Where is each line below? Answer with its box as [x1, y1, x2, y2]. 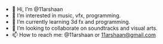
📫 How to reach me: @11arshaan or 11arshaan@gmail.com [11, 32, 156, 38]
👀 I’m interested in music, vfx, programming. [11, 12, 121, 19]
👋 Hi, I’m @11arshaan [11, 6, 63, 12]
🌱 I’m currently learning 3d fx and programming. [11, 18, 130, 25]
